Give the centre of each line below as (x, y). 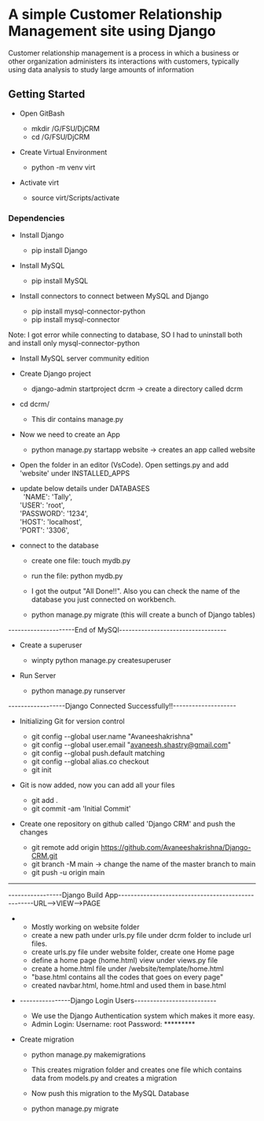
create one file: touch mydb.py (81, 561)
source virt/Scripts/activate (75, 197)
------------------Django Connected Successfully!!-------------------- (123, 706)
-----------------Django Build (56, 895)
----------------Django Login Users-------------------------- (118, 1001)
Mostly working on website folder (85, 927)
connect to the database (59, 546)
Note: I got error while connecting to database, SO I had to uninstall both (125, 335)
